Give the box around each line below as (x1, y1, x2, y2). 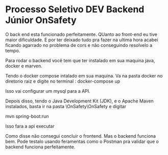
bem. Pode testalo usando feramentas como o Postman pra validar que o (5, 138, 159, 144)
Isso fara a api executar (5, 123, 55, 129)
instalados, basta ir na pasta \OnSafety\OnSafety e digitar (5, 103, 127, 109)
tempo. (5, 47, 20, 54)
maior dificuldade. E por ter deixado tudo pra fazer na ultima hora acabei (5, 37, 158, 43)
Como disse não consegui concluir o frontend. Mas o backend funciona (5, 133, 156, 139)
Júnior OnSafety (5, 14, 77, 26)
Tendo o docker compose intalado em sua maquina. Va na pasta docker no (5, 72, 163, 79)
